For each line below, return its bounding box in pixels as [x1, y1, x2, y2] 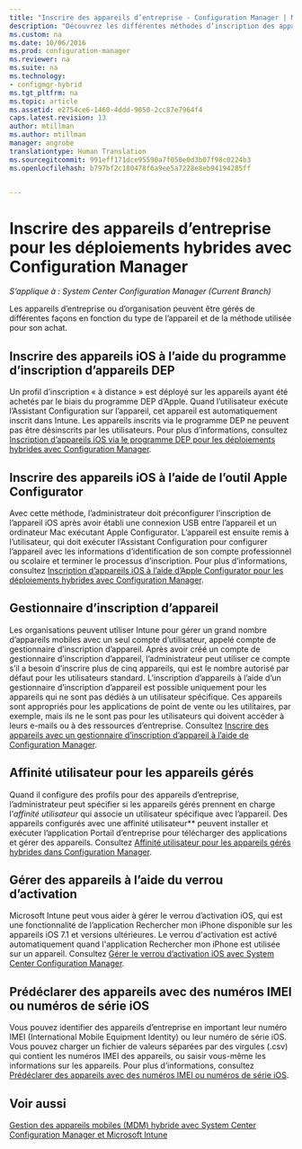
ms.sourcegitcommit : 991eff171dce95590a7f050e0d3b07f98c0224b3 [9, 155, 252, 165]
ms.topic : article [9, 96, 78, 106]
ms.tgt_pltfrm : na [9, 88, 78, 97]
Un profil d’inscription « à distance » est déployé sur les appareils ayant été [9, 387, 289, 397]
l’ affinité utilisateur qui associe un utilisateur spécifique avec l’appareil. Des [9, 808, 288, 819]
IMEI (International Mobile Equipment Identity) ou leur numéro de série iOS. [9, 1031, 288, 1043]
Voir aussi [9, 1096, 67, 1111]
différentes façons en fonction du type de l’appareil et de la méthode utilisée [9, 313, 292, 324]
